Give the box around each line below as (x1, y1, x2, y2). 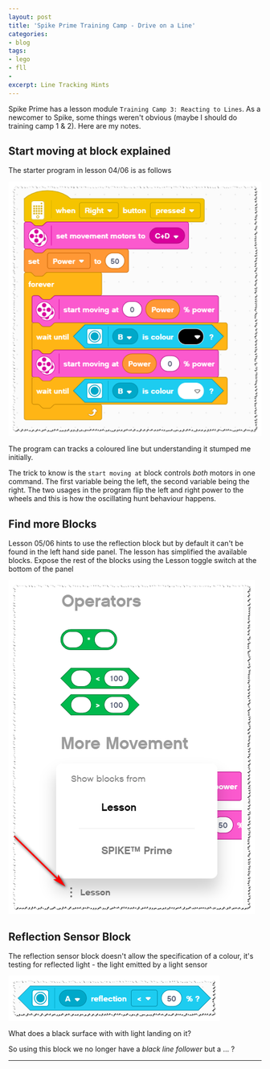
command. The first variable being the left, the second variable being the (8, 477, 250, 487)
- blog (8, 39, 31, 47)
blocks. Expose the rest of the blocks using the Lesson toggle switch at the (8, 556, 257, 565)
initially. (8, 453, 34, 463)
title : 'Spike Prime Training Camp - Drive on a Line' (8, 21, 196, 30)
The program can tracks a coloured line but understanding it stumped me (8, 444, 252, 454)
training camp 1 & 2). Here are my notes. (8, 121, 141, 130)
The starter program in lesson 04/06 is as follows (8, 166, 172, 175)
